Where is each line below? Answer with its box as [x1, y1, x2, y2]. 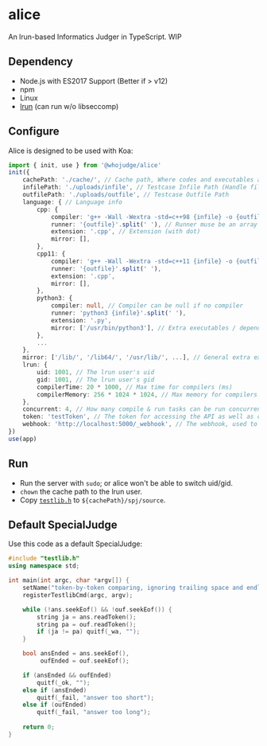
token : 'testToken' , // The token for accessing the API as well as [22, 412, 254, 421]
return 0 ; [22, 723, 56, 732]
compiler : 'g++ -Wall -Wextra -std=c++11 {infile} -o [50, 257, 233, 265]
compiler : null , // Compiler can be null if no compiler [50, 302, 244, 310]
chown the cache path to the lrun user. [19, 486, 143, 496]
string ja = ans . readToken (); [37, 613, 137, 621]
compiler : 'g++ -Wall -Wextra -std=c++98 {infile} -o [50, 213, 233, 221]
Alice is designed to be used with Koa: [8, 146, 133, 155]
